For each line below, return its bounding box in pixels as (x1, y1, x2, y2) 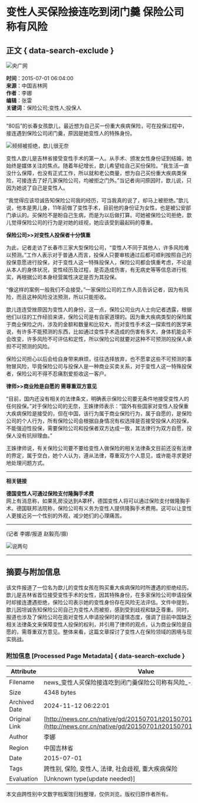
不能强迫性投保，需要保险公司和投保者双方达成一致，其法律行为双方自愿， (6, 425, 187, 431)
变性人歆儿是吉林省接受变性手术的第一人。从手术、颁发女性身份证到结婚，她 (6, 155, 192, 162)
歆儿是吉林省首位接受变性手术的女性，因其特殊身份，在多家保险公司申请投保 (6, 591, 192, 598)
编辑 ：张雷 (6, 97, 32, 104)
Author (9, 733, 28, 741)
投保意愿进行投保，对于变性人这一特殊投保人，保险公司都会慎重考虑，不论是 (6, 259, 192, 266)
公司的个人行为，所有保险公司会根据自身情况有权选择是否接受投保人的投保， (6, 417, 192, 424)
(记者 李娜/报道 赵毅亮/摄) (6, 530, 69, 537)
